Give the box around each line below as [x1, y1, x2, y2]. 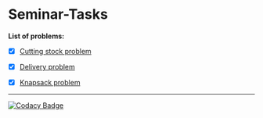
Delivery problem [19, 63, 76, 71]
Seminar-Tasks [8, 5, 108, 23]
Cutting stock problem [19, 46, 92, 55]
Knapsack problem [19, 78, 81, 88]
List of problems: [8, 31, 65, 41]
